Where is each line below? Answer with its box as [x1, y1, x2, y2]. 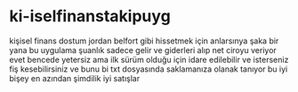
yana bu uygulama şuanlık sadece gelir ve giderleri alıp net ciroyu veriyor [9, 44, 278, 55]
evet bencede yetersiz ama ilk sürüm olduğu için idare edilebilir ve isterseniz [9, 54, 289, 65]
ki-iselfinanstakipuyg [9, 6, 171, 27]
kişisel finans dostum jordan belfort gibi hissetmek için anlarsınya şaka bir [9, 35, 279, 46]
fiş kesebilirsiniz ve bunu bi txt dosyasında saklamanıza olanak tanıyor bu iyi [9, 64, 288, 74]
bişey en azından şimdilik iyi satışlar [9, 73, 141, 83]
